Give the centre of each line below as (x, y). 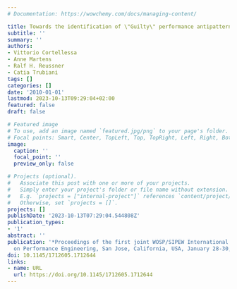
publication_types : (36, 223)
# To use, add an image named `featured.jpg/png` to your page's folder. (118, 131)
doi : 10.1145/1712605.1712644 (52, 255)
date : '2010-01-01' (36, 92)
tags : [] (20, 79)
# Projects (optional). (42, 177)
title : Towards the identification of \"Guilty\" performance (101, 26)
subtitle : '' (26, 33)
